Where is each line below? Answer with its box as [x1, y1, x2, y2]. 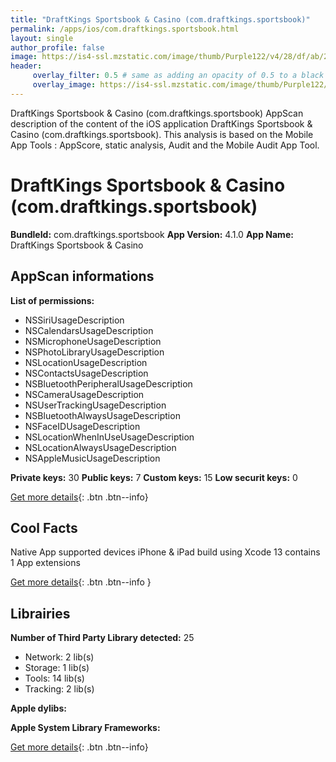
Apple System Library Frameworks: [10, 722, 161, 734]
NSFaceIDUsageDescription [24, 420, 141, 432]
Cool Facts [10, 519, 78, 536]
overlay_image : [32, 80, 97, 90]
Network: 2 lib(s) [24, 651, 95, 663]
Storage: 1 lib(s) [24, 662, 90, 674]
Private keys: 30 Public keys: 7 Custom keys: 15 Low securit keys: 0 [10, 471, 298, 483]
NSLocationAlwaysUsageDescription [24, 441, 177, 453]
